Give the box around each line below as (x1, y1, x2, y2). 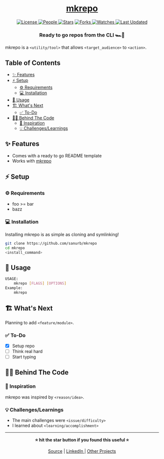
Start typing (12, 354, 36, 360)
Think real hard (12, 348, 43, 354)
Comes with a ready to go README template (12, 152, 102, 159)
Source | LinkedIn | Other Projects (48, 448, 116, 454)
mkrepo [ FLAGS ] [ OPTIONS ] (14, 281, 67, 286)
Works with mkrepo (12, 158, 52, 164)
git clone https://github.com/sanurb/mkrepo (5, 241, 97, 246)
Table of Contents (5, 59, 61, 67)
